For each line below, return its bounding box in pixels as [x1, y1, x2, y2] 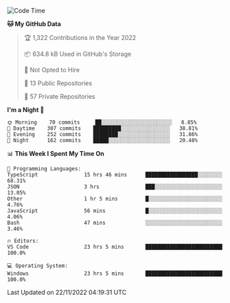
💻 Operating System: [7, 262, 69, 269]
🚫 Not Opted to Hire [23, 66, 80, 74]
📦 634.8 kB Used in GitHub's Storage [23, 50, 132, 58]
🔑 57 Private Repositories [23, 93, 95, 100]
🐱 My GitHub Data [7, 20, 62, 27]
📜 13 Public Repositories [23, 79, 93, 87]
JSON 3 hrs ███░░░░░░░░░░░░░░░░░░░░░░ [7, 183, 223, 190]
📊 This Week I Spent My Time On [7, 150, 104, 157]
